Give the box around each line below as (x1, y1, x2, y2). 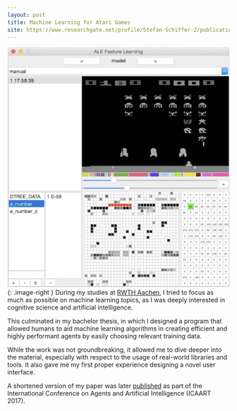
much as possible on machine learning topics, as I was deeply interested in (7, 296, 226, 305)
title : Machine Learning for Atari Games (7, 18, 131, 26)
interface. (7, 368, 35, 376)
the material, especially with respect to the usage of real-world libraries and (7, 353, 228, 362)
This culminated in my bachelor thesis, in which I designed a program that (7, 317, 222, 326)
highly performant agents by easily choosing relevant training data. (7, 332, 202, 341)
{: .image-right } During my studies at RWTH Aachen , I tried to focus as (7, 288, 214, 297)
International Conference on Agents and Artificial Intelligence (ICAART (7, 389, 212, 398)
